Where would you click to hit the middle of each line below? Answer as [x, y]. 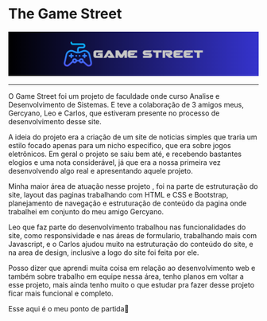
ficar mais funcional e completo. [61, 294]
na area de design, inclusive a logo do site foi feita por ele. [104, 252]
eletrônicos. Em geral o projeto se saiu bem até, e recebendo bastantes [125, 154]
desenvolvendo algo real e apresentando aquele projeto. [101, 171]
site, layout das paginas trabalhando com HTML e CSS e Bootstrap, [118, 195]
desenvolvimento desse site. [55, 122]
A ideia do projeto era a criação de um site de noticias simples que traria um [133, 137]
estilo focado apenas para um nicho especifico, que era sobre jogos [120, 146]
